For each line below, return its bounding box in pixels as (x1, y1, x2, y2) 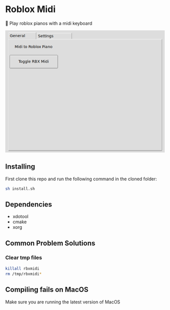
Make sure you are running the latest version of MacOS (5, 299, 120, 305)
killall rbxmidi (5, 266, 39, 271)
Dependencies (5, 200, 52, 209)
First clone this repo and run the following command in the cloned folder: (5, 176, 157, 182)
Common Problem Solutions (5, 239, 96, 247)
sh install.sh (5, 186, 35, 191)
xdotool (12, 214, 29, 220)
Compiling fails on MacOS (5, 285, 89, 294)
